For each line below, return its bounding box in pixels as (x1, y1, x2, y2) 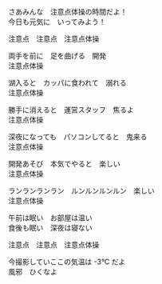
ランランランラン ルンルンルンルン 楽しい (8, 186, 155, 195)
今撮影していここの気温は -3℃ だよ (8, 257, 126, 266)
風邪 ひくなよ (8, 267, 57, 276)
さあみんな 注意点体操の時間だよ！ (8, 7, 128, 16)
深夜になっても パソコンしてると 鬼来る (8, 132, 148, 142)
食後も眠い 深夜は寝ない (8, 223, 93, 232)
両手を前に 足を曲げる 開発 (8, 51, 106, 60)
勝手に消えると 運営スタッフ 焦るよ (8, 105, 134, 114)
